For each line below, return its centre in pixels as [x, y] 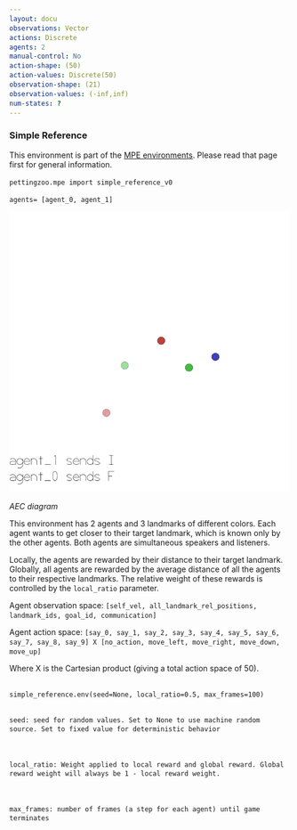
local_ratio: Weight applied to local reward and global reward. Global [147, 765]
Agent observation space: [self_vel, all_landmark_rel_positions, [133, 605]
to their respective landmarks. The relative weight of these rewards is [136, 578]
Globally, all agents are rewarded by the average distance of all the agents [145, 569]
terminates [29, 818]
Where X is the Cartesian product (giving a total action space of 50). [134, 668]
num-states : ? [36, 103]
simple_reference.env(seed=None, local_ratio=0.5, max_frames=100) [137, 695]
